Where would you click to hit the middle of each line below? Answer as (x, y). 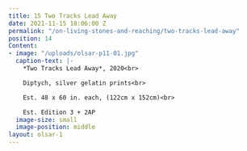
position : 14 (30, 38)
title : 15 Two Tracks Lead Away (63, 16)
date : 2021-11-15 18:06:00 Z (57, 23)
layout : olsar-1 (36, 135)
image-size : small (47, 120)
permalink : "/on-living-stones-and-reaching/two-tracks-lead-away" (124, 31)
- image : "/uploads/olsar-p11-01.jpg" (73, 53)
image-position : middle (55, 127)
